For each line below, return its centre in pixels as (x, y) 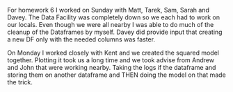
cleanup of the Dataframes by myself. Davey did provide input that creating (115, 32)
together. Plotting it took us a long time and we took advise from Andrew (111, 60)
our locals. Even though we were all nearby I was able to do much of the (111, 25)
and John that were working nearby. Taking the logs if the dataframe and (112, 67)
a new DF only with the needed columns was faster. (81, 39)
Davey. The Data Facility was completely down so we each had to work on (114, 17)
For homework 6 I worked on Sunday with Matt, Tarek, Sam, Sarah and (109, 10)
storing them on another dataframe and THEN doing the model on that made (116, 75)
